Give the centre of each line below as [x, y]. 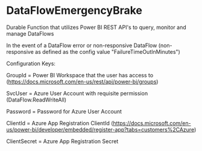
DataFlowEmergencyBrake [74, 11]
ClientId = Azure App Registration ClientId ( [60, 123]
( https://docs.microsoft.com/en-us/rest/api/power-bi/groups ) [82, 82]
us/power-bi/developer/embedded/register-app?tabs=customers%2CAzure [100, 129]
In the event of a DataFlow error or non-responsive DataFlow [82, 45]
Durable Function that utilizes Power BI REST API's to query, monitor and [96, 27]
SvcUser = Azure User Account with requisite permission [77, 93]
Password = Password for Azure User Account [64, 111]
